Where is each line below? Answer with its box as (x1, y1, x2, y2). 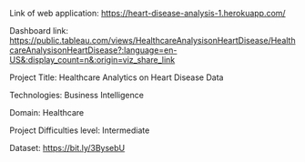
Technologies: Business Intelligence (9, 90, 144, 100)
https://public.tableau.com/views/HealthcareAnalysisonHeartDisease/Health (9, 35, 296, 46)
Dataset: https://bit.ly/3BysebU (9, 143, 126, 153)
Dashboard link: (9, 25, 68, 35)
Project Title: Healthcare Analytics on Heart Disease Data (9, 72, 224, 83)
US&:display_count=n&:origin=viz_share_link (9, 55, 176, 65)
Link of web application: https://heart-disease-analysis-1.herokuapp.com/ (9, 8, 286, 18)
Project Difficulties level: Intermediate (9, 125, 150, 136)
